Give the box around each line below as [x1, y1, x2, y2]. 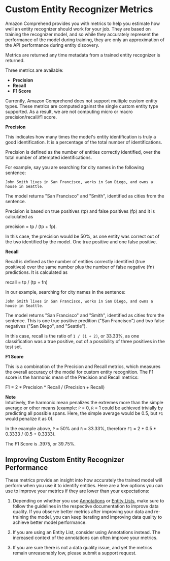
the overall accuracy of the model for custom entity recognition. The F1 [5, 369, 154, 375]
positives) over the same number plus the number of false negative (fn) [5, 264, 155, 270]
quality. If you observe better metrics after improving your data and [12, 508, 153, 515]
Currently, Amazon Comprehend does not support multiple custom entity [5, 98, 158, 104]
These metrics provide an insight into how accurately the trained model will [5, 477, 162, 483]
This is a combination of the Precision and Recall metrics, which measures [5, 363, 161, 370]
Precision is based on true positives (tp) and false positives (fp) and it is [5, 208, 155, 214]
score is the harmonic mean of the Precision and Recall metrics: [5, 374, 139, 380]
